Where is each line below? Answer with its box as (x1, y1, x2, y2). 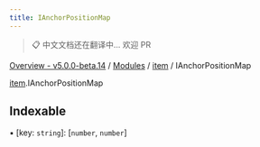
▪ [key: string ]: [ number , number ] (9, 127, 128, 138)
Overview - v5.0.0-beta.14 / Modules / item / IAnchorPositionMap (9, 60, 252, 70)
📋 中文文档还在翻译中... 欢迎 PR (31, 39, 152, 50)
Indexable (9, 104, 67, 119)
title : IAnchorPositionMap (9, 13, 111, 23)
